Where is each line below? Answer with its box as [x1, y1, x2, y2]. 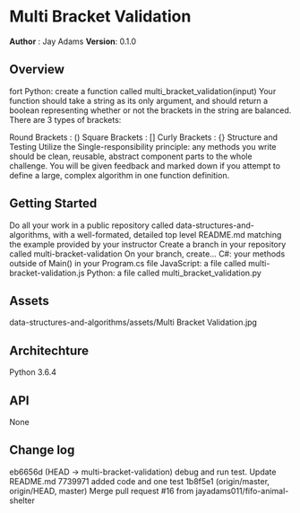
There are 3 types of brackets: [9, 114, 122, 125]
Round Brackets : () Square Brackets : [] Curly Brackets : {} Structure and [9, 132, 279, 143]
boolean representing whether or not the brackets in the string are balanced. [9, 105, 292, 116]
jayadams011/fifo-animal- [195, 485, 289, 496]
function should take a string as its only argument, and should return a [9, 95, 269, 106]
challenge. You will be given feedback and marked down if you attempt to [9, 160, 280, 171]
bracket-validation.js [9, 267, 85, 278]
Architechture [9, 343, 90, 358]
